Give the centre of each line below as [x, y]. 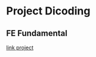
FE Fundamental [37, 33]
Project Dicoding [48, 11]
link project [20, 47]
